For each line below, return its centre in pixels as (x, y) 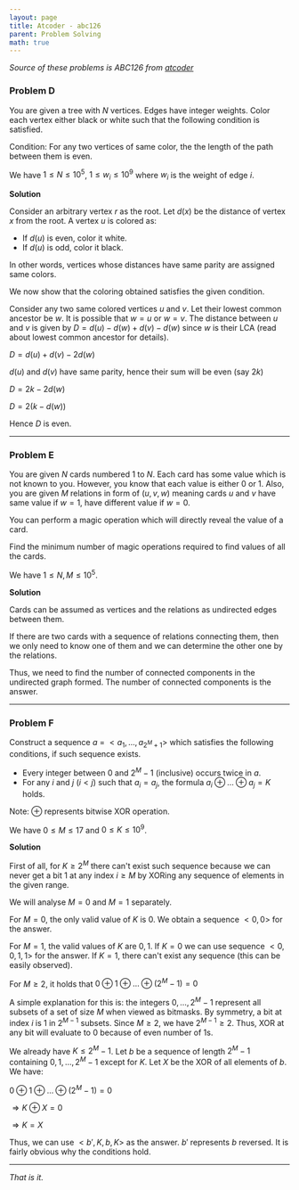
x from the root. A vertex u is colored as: (83, 221)
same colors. (33, 274)
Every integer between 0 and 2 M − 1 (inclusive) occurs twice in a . (141, 772)
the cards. (28, 556)
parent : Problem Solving (55, 34)
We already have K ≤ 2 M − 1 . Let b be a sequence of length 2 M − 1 (130, 1050)
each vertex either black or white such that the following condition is (134, 119)
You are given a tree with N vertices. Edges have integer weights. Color (140, 110)
